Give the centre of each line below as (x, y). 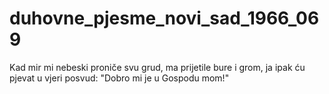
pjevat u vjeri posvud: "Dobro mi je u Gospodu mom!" (119, 78)
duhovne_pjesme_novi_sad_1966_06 (164, 18)
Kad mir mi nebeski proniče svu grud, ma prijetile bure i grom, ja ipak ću (157, 67)
